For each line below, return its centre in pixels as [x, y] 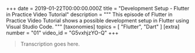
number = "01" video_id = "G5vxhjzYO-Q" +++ [62, 33]
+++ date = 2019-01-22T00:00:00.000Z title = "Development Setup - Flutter [98, 8]
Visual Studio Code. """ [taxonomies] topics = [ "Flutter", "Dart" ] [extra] [93, 26]
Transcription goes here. [50, 44]
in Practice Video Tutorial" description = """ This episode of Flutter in [89, 14]
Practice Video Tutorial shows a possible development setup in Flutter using [97, 20]
